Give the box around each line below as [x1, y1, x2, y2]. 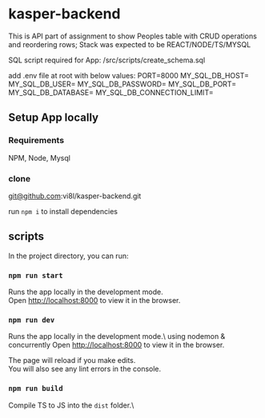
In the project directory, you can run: [8, 251, 129, 261]
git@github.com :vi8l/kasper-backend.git [8, 191, 142, 201]
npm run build [8, 384, 63, 393]
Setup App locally [8, 111, 98, 125]
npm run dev [8, 315, 55, 324]
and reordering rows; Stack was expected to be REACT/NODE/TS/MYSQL [8, 39, 251, 49]
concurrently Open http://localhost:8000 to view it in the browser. [8, 340, 225, 350]
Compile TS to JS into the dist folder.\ [8, 400, 135, 410]
